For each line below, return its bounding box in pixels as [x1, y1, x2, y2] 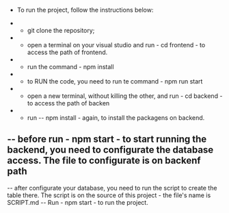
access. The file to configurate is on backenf [7, 155, 201, 166]
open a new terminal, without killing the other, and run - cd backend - [27, 92, 223, 100]
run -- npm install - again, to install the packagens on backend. [27, 114, 205, 122]
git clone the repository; [27, 27, 95, 34]
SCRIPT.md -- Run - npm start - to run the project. [7, 198, 148, 206]
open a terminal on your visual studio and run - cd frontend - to [27, 41, 206, 49]
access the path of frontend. [27, 48, 108, 56]
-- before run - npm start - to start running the [7, 134, 207, 145]
